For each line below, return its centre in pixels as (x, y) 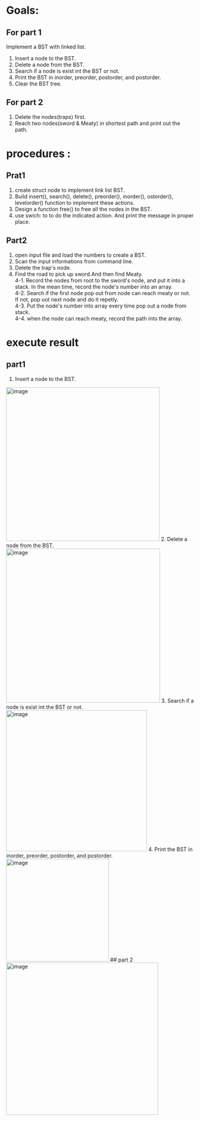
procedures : (38, 153)
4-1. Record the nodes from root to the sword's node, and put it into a (100, 280)
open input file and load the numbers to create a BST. (80, 255)
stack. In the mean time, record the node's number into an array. (93, 287)
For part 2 (25, 102)
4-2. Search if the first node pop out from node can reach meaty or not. (102, 293)
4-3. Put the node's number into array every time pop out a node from (101, 306)
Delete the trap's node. (43, 268)
